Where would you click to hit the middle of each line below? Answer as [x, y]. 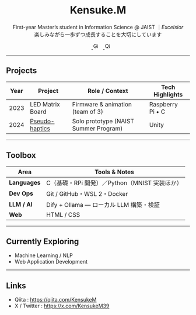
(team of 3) [87, 112]
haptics [40, 128]
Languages [25, 182]
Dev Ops [21, 193]
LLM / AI [21, 204]
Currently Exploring [43, 241]
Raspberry [163, 104]
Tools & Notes [114, 172]
